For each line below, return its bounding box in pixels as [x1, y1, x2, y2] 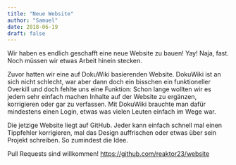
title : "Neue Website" [7, 10, 74, 18]
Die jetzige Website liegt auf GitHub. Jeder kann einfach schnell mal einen [7, 121, 223, 130]
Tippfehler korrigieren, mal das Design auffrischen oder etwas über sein [7, 128, 217, 137]
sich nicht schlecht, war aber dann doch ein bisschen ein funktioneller [7, 78, 211, 86]
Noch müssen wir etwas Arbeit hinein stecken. [7, 57, 142, 65]
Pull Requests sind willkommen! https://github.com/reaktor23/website [7, 150, 210, 158]
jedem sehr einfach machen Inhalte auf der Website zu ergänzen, [7, 93, 197, 101]
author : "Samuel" [7, 17, 58, 24]
